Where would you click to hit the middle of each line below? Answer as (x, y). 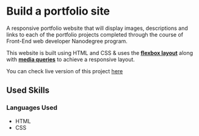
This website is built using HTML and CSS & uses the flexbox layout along (100, 52)
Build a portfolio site (58, 11)
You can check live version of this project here (65, 71)
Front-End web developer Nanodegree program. (67, 41)
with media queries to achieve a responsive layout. (71, 59)
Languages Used (32, 108)
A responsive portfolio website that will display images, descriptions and (97, 28)
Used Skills (28, 91)
